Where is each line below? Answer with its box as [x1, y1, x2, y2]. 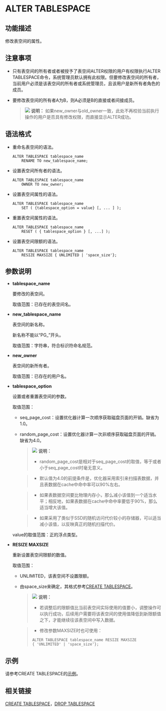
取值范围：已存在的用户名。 [12, 373, 69, 380]
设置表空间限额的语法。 [12, 238, 60, 244]
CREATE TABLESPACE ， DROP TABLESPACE [5, 701, 95, 707]
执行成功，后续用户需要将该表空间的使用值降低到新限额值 [44, 611, 162, 617]
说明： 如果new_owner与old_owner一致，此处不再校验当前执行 [31, 108, 160, 114]
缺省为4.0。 [19, 438, 44, 444]
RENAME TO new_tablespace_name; [21, 158, 88, 163]
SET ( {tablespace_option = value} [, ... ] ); [21, 205, 121, 210]
